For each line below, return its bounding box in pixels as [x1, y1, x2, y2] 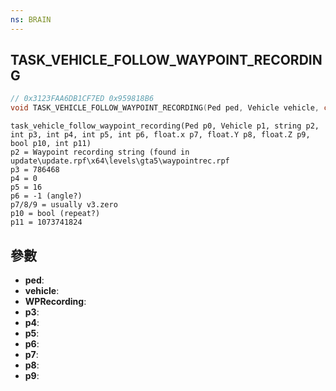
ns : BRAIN [10, 14, 52, 25]
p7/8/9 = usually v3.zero [10, 200, 118, 210]
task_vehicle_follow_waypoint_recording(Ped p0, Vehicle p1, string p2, [10, 121, 320, 131]
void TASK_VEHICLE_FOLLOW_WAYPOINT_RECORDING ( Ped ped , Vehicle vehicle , [10, 103, 320, 113]
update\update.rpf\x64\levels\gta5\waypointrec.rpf [10, 156, 230, 166]
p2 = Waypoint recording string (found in [10, 147, 190, 158]
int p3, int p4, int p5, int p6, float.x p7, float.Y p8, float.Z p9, [10, 130, 311, 140]
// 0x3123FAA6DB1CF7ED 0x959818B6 [10, 94, 155, 104]
